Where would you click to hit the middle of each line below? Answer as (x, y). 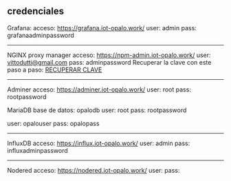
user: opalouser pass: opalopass (53, 123)
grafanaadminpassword (41, 35)
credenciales (35, 11)
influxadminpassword (38, 150)
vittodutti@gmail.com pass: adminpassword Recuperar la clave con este (109, 62)
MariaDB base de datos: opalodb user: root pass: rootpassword (97, 110)
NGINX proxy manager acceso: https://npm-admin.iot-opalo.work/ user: (109, 55)
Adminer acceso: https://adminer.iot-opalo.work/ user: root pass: (99, 89)
